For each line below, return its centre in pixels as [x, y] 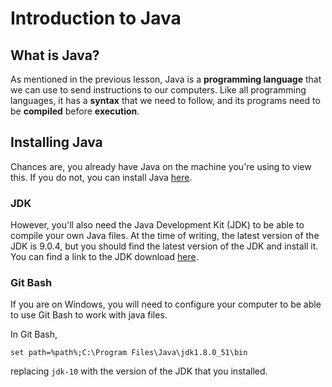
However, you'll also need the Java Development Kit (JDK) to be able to [157, 225]
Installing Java [56, 142]
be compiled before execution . [75, 111]
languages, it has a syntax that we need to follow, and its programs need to [165, 100]
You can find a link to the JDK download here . [104, 257]
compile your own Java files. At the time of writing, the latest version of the [165, 236]
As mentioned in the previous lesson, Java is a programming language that [166, 79]
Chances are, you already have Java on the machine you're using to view [161, 166]
